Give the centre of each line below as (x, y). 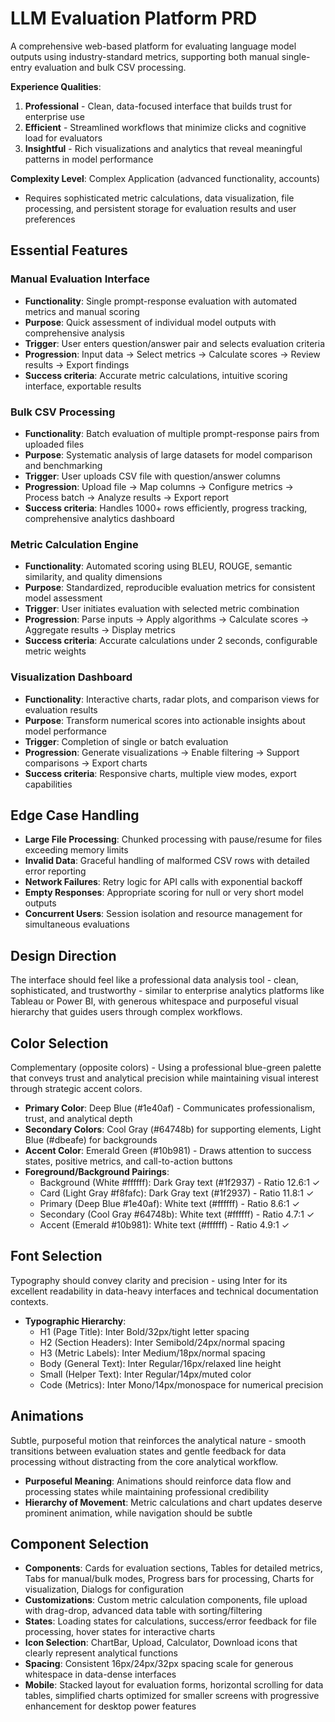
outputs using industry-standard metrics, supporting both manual (145, 56)
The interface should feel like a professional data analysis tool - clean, (154, 980)
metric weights (55, 651)
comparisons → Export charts (86, 763)
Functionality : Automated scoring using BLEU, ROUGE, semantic (158, 566)
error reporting (55, 871)
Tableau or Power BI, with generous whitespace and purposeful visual (154, 1001)
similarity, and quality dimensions (93, 577)
